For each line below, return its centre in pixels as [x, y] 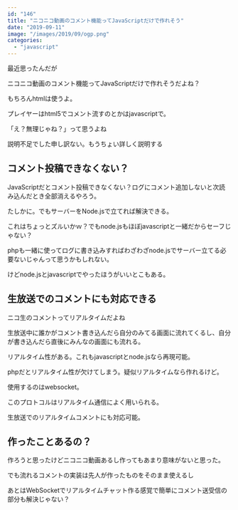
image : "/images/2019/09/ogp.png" [59, 34]
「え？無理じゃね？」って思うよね [57, 129]
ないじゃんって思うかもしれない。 [63, 259]
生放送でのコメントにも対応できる [82, 299]
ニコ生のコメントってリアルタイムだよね [66, 317]
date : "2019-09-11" [36, 27]
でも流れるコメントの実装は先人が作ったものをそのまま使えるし [101, 475]
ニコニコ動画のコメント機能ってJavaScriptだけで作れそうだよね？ [104, 83]
